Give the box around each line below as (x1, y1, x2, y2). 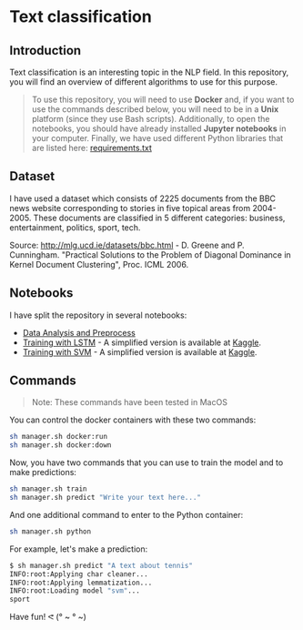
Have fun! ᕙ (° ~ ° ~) (9, 612, 86, 623)
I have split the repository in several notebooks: (9, 310, 187, 320)
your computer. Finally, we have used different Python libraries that (31, 133, 284, 143)
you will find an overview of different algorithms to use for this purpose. (9, 76, 278, 87)
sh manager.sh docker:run (9, 432, 107, 442)
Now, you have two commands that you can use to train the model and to (9, 457, 284, 468)
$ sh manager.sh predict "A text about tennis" (9, 561, 194, 570)
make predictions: (9, 467, 77, 478)
